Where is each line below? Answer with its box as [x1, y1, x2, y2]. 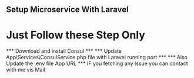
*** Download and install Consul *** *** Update [6, 48, 122, 55]
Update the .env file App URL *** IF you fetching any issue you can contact [6, 60, 188, 67]
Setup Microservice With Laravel [6, 5, 129, 15]
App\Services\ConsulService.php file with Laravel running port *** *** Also [6, 54, 188, 61]
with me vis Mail [6, 66, 45, 73]
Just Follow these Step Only [6, 28, 145, 42]
